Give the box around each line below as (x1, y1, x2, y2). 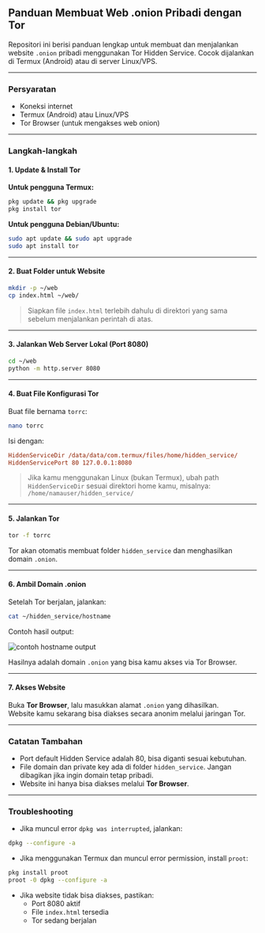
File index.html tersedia (31, 908, 109, 917)
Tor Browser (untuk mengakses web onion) (19, 119, 160, 128)
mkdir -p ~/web (8, 284, 58, 292)
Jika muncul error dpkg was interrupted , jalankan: (19, 824, 183, 833)
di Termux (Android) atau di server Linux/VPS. (8, 56, 158, 66)
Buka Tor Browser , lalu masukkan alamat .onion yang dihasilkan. (8, 700, 219, 709)
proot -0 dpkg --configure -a (8, 876, 108, 884)
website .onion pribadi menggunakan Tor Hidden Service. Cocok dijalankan (8, 47, 255, 58)
